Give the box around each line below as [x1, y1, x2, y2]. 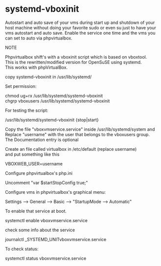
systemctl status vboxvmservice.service [5, 255, 87, 261]
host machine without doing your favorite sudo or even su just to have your [5, 24, 157, 30]
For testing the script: [5, 107, 48, 113]
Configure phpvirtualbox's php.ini [5, 170, 72, 176]
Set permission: [5, 83, 37, 89]
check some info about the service [5, 227, 75, 233]
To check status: [5, 246, 39, 252]
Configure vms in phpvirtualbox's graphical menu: [5, 189, 106, 195]
